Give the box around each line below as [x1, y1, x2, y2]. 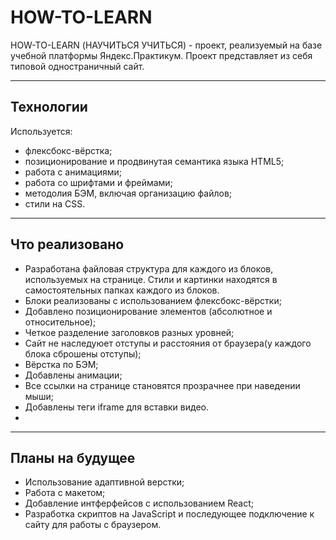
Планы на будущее [10, 449, 136, 466]
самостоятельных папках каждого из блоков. [24, 284, 220, 296]
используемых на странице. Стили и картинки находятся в [24, 273, 278, 285]
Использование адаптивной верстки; [24, 476, 185, 488]
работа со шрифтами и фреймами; [24, 176, 173, 188]
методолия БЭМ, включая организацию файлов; [24, 187, 233, 199]
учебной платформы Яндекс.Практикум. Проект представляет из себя [10, 49, 313, 61]
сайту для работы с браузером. [24, 519, 162, 531]
